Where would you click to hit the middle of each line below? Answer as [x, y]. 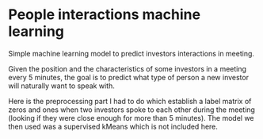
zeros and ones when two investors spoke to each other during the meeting [132, 110]
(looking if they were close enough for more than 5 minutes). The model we [131, 118]
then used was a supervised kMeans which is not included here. [113, 126]
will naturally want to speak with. [61, 86]
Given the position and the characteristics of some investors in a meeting [128, 68]
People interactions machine [104, 15]
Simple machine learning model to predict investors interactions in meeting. [131, 53]
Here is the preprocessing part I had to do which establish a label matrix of [130, 101]
